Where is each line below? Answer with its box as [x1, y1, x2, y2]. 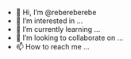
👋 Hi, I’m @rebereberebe [15, 8, 97, 17]
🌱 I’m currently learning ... [15, 25, 101, 33]
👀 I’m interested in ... [15, 16, 83, 26]
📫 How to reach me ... [15, 42, 90, 51]
